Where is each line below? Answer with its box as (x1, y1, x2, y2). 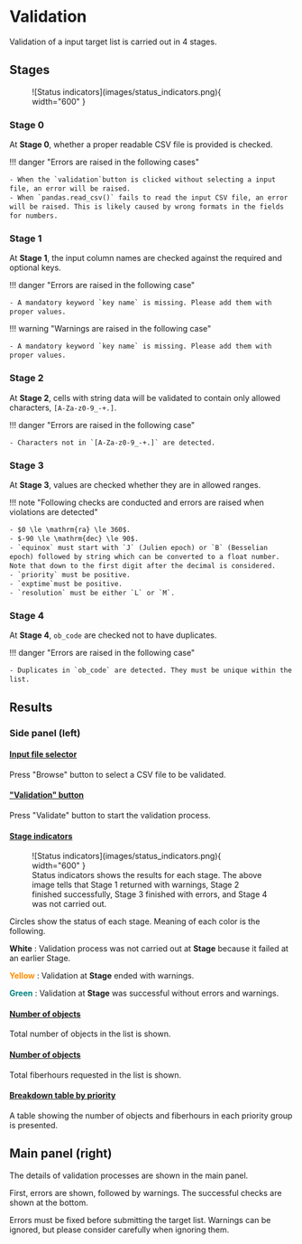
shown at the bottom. (9, 1197, 88, 1208)
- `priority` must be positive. (9, 570, 131, 579)
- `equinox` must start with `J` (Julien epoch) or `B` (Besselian (9, 543, 269, 552)
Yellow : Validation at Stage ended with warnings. (9, 970, 195, 981)
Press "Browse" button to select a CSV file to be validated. (9, 769, 227, 780)
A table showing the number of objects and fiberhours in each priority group (9, 1109, 293, 1121)
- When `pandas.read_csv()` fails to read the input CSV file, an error (9, 193, 288, 202)
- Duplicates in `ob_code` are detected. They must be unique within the (9, 666, 293, 675)
